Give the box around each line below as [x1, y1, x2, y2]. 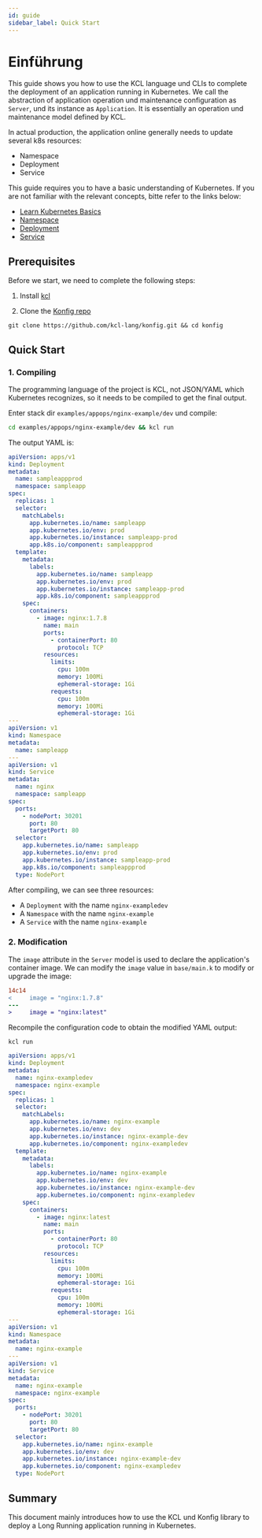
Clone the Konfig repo [19, 307, 91, 316]
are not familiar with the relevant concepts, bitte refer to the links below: [8, 192, 242, 201]
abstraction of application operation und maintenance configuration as [8, 95, 237, 105]
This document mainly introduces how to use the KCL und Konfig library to [8, 1512, 250, 1521]
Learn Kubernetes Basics [19, 207, 101, 217]
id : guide [8, 11, 41, 20]
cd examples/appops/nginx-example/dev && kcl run [8, 423, 175, 431]
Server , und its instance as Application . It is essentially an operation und [8, 104, 244, 114]
